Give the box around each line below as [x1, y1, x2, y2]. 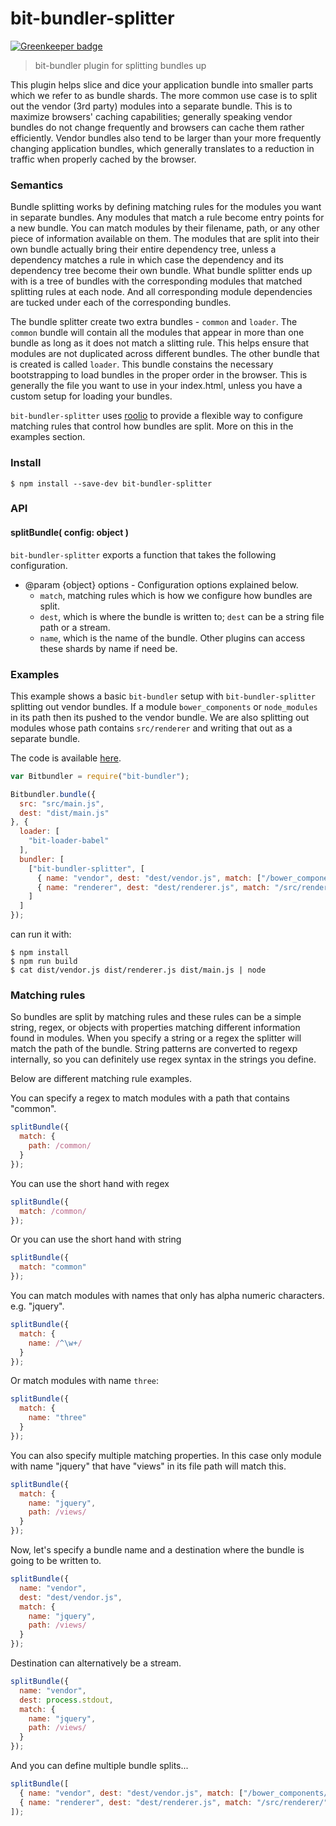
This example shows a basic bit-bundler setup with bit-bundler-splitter [10, 690, 316, 702]
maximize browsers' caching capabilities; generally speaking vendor [10, 110, 293, 122]
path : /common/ [28, 1141, 92, 1151]
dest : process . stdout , [19, 1695, 114, 1705]
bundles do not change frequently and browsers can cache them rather [10, 121, 305, 133]
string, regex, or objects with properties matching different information [10, 1022, 301, 1034]
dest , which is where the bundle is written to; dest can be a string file [39, 610, 325, 622]
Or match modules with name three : [10, 1375, 160, 1387]
